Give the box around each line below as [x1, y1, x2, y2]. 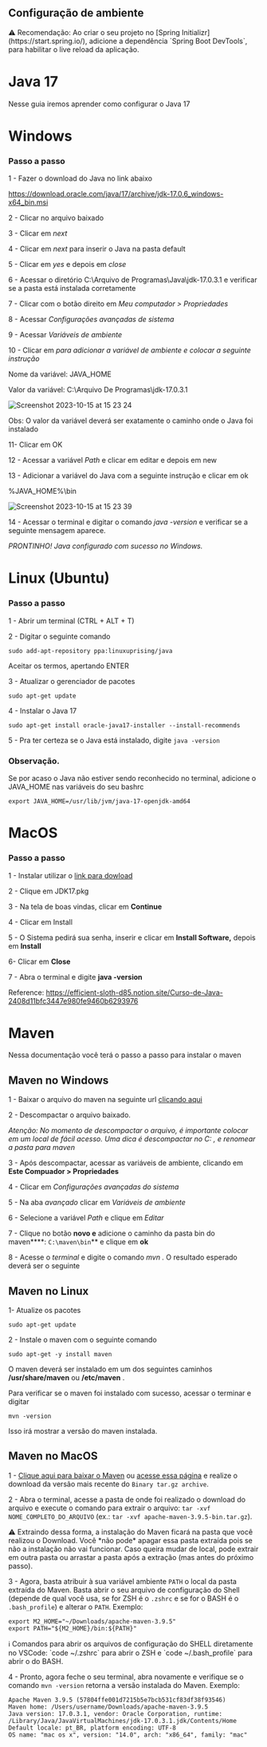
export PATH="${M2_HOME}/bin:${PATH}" [8, 1624, 137, 1633]
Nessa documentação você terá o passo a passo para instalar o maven [8, 1050, 241, 1060]
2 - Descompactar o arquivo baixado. [8, 1110, 132, 1120]
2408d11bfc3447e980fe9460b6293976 [8, 996, 139, 1005]
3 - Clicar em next [8, 229, 68, 238]
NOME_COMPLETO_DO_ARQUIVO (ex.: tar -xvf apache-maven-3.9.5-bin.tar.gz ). [8, 1511, 253, 1521]
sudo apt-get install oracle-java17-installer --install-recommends [8, 721, 241, 730]
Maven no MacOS [8, 1450, 98, 1463]
